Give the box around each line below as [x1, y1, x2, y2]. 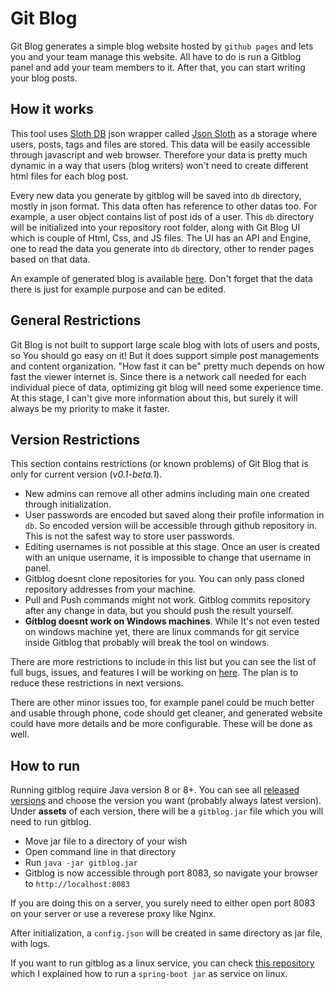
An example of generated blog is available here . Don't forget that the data [10, 272, 313, 284]
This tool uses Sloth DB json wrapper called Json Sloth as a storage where [10, 127, 318, 139]
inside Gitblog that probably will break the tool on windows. [24, 637, 270, 649]
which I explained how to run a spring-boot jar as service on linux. [10, 968, 288, 980]
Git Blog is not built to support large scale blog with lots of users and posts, [10, 338, 320, 351]
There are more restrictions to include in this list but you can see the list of [10, 656, 317, 668]
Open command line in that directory [24, 846, 177, 858]
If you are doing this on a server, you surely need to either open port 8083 [10, 897, 316, 909]
